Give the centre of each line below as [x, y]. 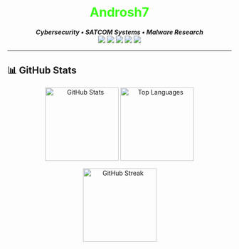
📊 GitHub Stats [42, 71]
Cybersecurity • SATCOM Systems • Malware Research [119, 32]
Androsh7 [119, 12]
